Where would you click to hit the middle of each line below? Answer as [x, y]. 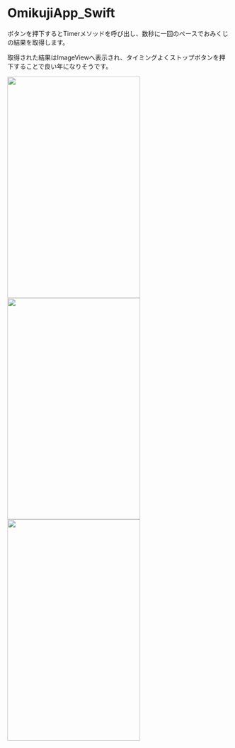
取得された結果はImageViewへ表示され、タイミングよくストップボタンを [113, 57]
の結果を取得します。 [38, 42]
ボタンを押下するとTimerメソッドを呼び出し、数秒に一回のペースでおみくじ [118, 33]
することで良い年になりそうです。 [63, 66]
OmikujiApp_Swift [61, 13]
